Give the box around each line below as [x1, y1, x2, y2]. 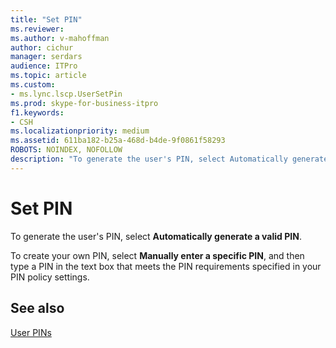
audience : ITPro [10, 61, 78, 71]
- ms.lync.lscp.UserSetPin [10, 89, 123, 99]
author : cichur [10, 42, 74, 53]
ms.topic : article [10, 71, 87, 81]
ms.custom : [10, 80, 56, 90]
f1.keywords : [10, 107, 65, 118]
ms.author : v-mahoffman [10, 33, 110, 43]
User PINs [10, 326, 52, 338]
